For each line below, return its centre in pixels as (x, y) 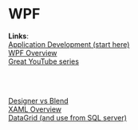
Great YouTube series (44, 61)
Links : (19, 36)
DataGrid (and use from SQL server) (68, 117)
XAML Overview (35, 109)
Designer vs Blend (39, 100)
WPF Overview (33, 53)
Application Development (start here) (69, 44)
